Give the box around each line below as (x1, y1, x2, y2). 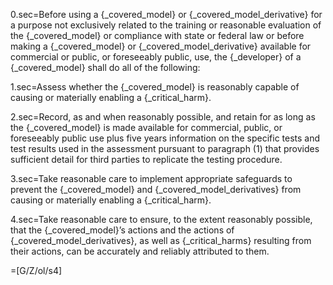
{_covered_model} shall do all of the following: (10, 62, 201, 73)
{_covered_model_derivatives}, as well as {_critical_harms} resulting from (10, 235, 312, 246)
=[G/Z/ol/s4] (10, 265, 63, 276)
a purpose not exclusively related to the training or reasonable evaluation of (10, 19, 322, 31)
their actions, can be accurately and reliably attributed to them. (10, 245, 270, 257)
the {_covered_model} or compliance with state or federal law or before (10, 30, 305, 41)
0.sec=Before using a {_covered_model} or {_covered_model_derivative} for (10, 9, 323, 20)
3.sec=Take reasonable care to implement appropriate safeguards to (10, 173, 293, 184)
